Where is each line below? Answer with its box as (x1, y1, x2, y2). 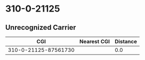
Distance (114, 38, 137, 45)
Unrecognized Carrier (5, 23, 76, 32)
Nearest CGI (79, 38, 110, 45)
